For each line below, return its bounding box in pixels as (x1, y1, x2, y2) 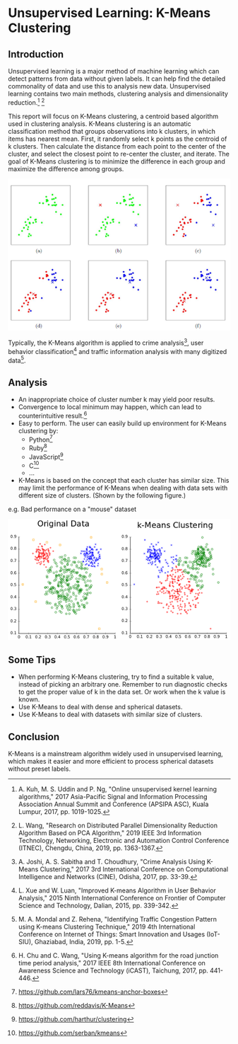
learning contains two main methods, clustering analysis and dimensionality (8, 90, 229, 98)
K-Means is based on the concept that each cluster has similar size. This (18, 476, 230, 485)
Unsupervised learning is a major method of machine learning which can (8, 67, 220, 75)
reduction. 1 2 (8, 97, 45, 107)
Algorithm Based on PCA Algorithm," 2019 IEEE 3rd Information (18, 828, 202, 837)
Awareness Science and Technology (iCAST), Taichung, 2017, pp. (18, 966, 209, 975)
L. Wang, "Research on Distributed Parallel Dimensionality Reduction (18, 821, 218, 830)
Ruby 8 (28, 442, 48, 452)
